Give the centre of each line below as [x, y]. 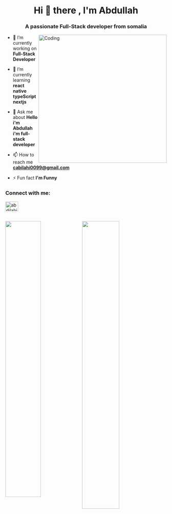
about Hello [25, 117]
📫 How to [23, 155]
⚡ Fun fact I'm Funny [35, 178]
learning [21, 80]
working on [25, 49]
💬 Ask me [23, 112]
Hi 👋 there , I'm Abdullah [86, 11]
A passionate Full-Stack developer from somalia [86, 27]
